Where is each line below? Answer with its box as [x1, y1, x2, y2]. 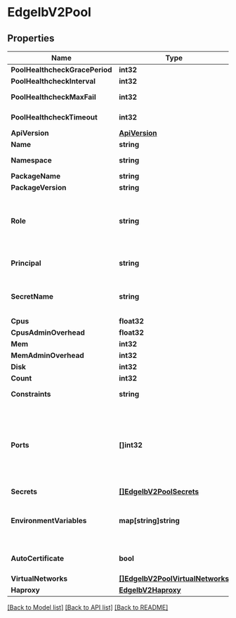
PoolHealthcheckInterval [11, 77, 96, 86]
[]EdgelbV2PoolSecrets [119, 487, 199, 496]
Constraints [11, 390, 51, 399]
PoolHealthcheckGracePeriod [11, 65, 112, 75]
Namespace [11, 155, 53, 165]
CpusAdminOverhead [11, 328, 86, 337]
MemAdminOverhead [11, 351, 84, 360]
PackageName [11, 172, 61, 181]
